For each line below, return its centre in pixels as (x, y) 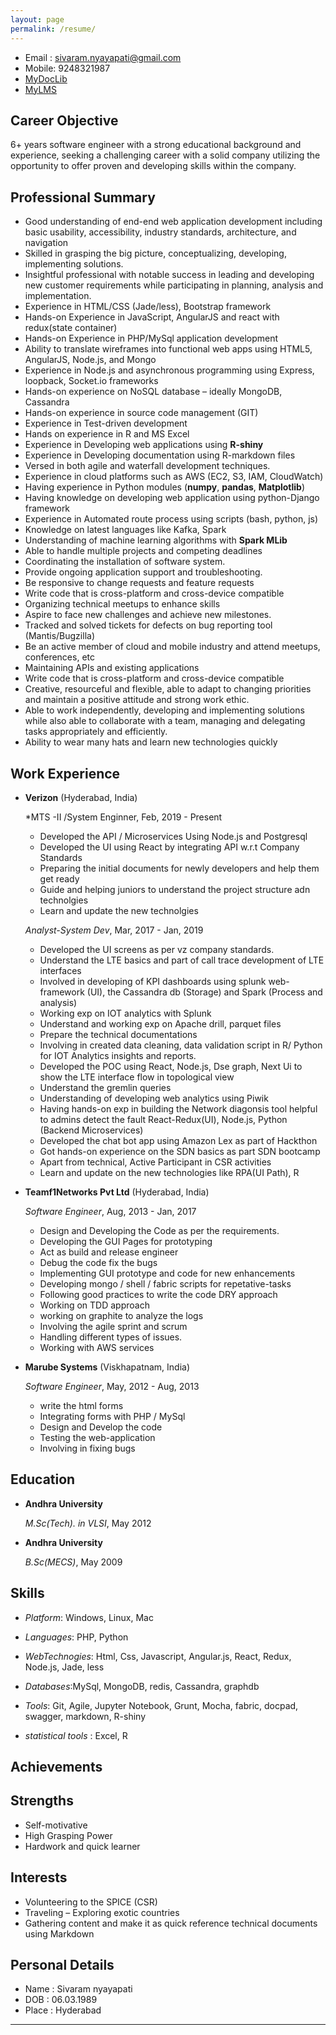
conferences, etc (59, 657)
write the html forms (81, 1405)
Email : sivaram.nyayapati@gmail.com (103, 57)
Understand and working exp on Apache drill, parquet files (160, 1023)
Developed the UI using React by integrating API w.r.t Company (169, 847)
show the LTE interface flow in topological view (137, 1077)
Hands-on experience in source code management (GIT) (141, 413)
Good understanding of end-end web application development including (173, 222)
